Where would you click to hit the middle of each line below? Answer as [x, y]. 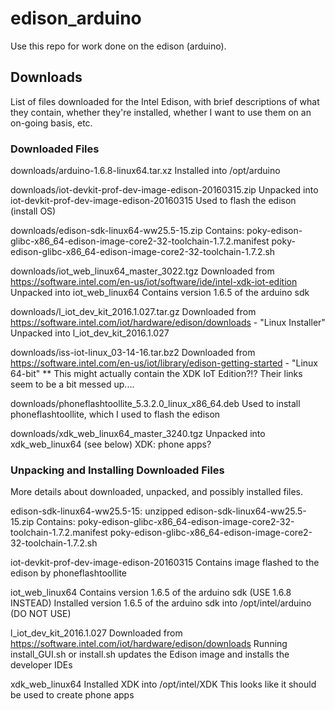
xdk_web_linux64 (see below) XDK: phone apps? [111, 444]
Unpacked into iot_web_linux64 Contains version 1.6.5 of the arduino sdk [160, 293]
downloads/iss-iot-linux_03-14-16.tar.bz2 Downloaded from [133, 353]
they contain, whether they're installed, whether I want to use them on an [161, 112]
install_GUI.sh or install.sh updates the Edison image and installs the [150, 654]
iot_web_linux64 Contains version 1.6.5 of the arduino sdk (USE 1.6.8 [151, 593]
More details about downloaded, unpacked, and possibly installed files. [157, 492]
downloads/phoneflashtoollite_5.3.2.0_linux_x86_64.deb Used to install [155, 404]
